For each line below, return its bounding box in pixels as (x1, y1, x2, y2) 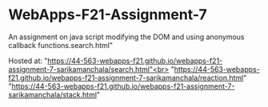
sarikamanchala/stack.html (8, 89, 98, 99)
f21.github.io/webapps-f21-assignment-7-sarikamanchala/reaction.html (8, 73, 244, 82)
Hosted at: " (8, 56, 48, 65)
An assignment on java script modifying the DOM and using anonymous (8, 32, 245, 42)
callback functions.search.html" (8, 40, 114, 50)
